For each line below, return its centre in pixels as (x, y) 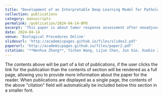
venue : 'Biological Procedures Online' (45, 37)
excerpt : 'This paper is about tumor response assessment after (71, 28)
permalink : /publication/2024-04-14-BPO (47, 23)
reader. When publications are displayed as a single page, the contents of (79, 80)
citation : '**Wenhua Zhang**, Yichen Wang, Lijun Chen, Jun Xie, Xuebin (80, 50)
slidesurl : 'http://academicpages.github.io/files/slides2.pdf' (71, 41)
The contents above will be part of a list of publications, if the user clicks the (81, 64)
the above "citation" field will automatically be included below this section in (81, 85)
